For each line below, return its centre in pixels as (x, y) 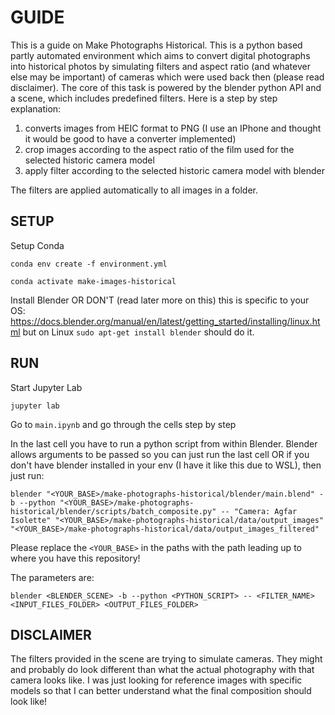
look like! (29, 702)
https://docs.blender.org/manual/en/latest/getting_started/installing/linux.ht (165, 321)
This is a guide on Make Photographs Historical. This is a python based (156, 45)
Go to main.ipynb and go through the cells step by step (123, 424)
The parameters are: (52, 577)
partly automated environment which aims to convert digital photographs (160, 55)
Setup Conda (37, 245)
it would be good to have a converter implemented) (130, 138)
